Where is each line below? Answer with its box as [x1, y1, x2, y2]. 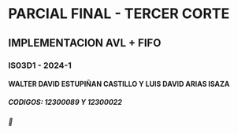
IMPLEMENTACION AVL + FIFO [8, 36, 162, 50]
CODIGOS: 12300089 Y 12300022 [8, 97, 122, 106]
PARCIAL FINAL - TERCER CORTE [8, 5, 230, 23]
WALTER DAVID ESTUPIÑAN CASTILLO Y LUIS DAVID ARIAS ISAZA [8, 80, 230, 89]
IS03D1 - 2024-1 [8, 60, 73, 71]
